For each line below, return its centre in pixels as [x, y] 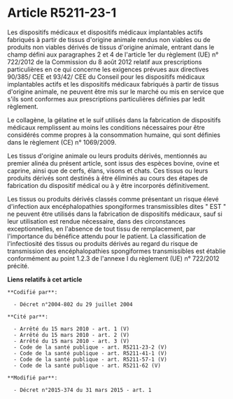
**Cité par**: [28, 317]
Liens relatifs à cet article [45, 279]
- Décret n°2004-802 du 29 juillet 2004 [73, 304]
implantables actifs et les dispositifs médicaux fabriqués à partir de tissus [113, 84]
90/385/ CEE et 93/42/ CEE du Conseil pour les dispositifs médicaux [106, 77]
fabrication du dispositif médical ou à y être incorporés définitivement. [108, 185]
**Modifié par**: [33, 378]
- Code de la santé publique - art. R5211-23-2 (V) [91, 347]
